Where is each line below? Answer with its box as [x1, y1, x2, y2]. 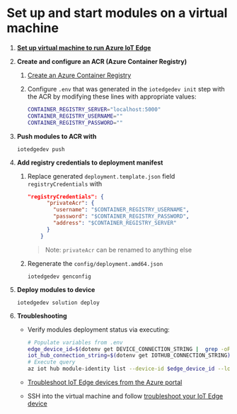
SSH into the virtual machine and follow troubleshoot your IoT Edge [27, 392, 224, 401]
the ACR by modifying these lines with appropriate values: [27, 92, 197, 101]
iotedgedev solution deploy [16, 299, 100, 306]
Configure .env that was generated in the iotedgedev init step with [27, 84, 226, 93]
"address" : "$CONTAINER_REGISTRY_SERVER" [52, 220, 178, 227]
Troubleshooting [16, 311, 68, 320]
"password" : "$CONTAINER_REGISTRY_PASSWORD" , [52, 213, 190, 220]
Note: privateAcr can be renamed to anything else [45, 245, 192, 254]
